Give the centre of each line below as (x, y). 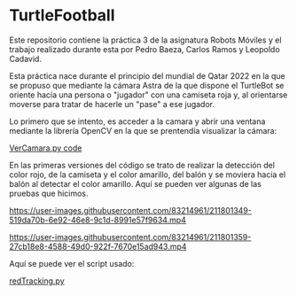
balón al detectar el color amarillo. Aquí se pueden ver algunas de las (135, 183)
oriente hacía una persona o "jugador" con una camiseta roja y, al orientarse (148, 95)
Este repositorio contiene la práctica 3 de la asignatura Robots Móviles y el (145, 40)
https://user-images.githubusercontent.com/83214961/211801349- (131, 210)
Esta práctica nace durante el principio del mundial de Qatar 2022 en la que (147, 75)
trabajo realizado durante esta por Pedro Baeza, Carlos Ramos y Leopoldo (145, 49)
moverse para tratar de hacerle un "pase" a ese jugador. (112, 104)
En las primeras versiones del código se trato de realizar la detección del (142, 165)
